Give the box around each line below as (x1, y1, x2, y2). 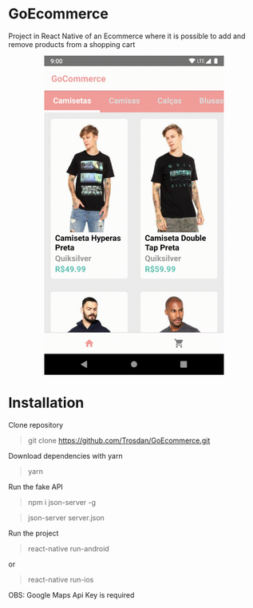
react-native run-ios (27, 574, 94, 584)
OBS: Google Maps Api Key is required (8, 590, 135, 599)
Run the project (8, 528, 59, 538)
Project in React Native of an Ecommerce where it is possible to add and (8, 31, 246, 41)
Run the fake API (8, 482, 64, 492)
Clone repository (8, 420, 64, 429)
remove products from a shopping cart (8, 39, 136, 49)
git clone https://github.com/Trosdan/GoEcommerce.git (27, 436, 211, 445)
